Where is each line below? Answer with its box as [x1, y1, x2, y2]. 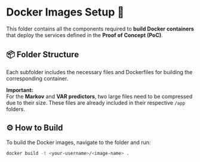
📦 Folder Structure [6, 50, 79, 60]
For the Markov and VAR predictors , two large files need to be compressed [6, 93, 193, 100]
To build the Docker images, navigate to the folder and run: [6, 139, 151, 146]
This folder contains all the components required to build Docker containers [6, 25, 194, 32]
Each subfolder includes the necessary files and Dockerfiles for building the [6, 68, 193, 75]
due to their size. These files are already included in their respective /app [6, 99, 186, 106]
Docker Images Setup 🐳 [6, 5, 124, 19]
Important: [6, 86, 33, 93]
